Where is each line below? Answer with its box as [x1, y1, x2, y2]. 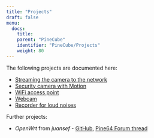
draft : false [6, 14, 39, 20]
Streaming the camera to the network [14, 76, 108, 83]
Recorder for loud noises [14, 101, 77, 109]
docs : [11, 25, 26, 32]
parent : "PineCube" [17, 37, 66, 43]
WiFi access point [14, 88, 59, 96]
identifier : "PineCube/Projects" [17, 43, 101, 49]
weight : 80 [17, 48, 44, 54]
